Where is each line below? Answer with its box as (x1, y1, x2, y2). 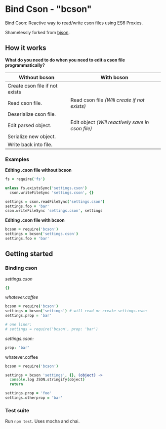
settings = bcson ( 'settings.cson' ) (5, 232, 79, 237)
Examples (5, 156, 30, 163)
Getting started (5, 250, 53, 258)
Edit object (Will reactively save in (70, 119, 149, 126)
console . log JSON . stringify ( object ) (9, 377, 85, 382)
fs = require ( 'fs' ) (5, 177, 45, 182)
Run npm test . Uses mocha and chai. (5, 418, 80, 424)
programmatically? (5, 62, 45, 68)
